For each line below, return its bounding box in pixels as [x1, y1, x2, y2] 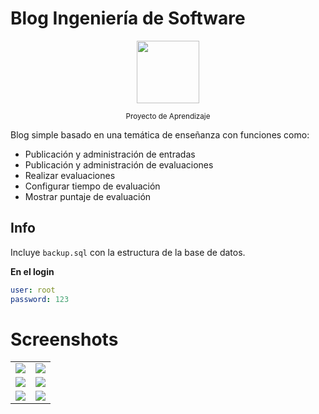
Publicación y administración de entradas [24, 148, 196, 160]
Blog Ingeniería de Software [10, 7, 246, 30]
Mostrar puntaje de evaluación [24, 190, 152, 202]
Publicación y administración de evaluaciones [24, 158, 214, 171]
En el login [10, 265, 55, 277]
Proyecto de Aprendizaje [125, 111, 211, 121]
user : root [10, 285, 56, 295]
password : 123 [10, 294, 70, 304]
